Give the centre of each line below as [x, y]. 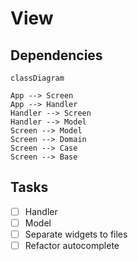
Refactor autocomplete [72, 245]
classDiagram [37, 78]
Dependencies [56, 55]
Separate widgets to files [76, 234]
